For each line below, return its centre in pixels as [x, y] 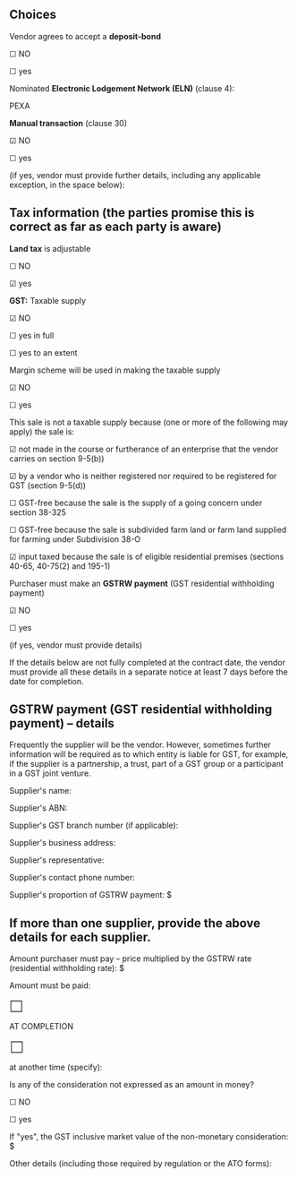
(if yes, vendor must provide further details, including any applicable [135, 175]
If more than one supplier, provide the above [135, 923]
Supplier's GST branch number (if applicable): [94, 825]
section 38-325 [38, 512]
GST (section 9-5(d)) [48, 485]
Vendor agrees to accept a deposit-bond [85, 36]
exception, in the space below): [67, 185]
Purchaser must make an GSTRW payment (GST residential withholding [142, 583]
